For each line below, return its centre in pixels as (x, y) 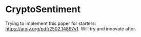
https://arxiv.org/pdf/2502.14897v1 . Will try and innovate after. (71, 28)
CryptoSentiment (43, 9)
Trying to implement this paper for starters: (51, 23)
